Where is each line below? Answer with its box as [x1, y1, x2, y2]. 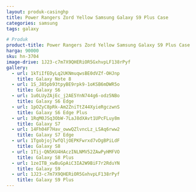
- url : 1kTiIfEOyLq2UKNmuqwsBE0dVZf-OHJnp [11, 70, 120, 76]
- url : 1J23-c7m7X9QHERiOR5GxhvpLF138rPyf [11, 171, 120, 178]
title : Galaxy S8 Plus [17, 155, 74, 161]
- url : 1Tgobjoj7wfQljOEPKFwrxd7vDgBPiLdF [11, 138, 120, 144]
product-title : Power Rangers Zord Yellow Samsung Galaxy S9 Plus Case [6, 42, 190, 48]
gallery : [6, 65, 28, 71]
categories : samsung [6, 20, 58, 26]
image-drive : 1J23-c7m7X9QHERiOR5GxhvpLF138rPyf [6, 59, 131, 65]
